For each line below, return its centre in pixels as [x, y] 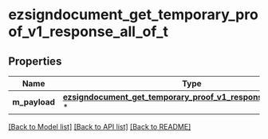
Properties [35, 61]
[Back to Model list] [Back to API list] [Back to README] [100, 127]
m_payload [34, 102]
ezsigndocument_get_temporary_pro [134, 15]
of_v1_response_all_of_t [89, 32]
